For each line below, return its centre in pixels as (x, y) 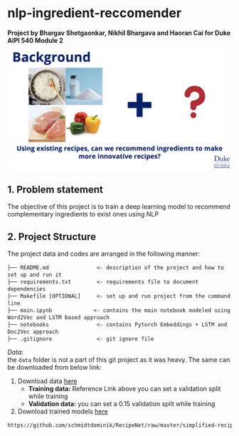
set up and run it (34, 275)
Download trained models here (63, 412)
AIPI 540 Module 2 (36, 40)
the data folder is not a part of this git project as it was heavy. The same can (119, 360)
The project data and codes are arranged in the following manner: (104, 254)
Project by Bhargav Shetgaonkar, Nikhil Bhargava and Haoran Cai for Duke (119, 33)
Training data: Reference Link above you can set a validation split (124, 389)
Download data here (47, 381)
